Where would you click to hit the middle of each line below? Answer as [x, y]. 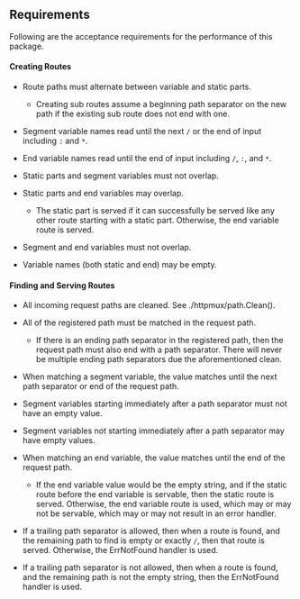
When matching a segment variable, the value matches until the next [150, 377]
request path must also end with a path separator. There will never [159, 349]
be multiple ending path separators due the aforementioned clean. [159, 359]
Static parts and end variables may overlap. [103, 194]
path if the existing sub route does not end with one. [132, 114]
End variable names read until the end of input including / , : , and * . [147, 159]
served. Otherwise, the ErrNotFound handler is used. [120, 550]
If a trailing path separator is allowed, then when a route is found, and [151, 531]
